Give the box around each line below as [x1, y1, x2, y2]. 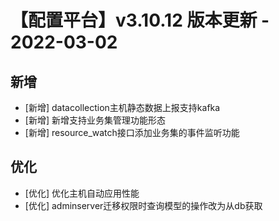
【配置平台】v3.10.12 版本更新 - [10, 9, 270, 32]
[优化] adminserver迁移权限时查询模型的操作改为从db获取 [24, 199, 263, 211]
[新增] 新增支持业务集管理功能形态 [24, 114, 166, 126]
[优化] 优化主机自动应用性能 [24, 187, 140, 199]
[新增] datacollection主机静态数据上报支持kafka [24, 102, 221, 113]
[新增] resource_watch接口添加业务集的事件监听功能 [24, 127, 240, 138]
